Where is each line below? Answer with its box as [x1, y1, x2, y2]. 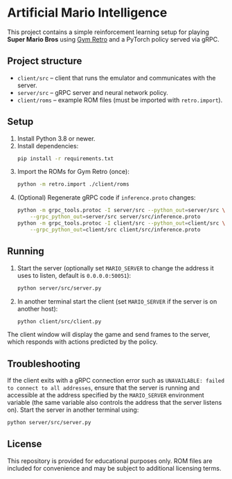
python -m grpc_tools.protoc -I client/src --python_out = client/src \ [17, 220, 226, 227]
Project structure [7, 55, 82, 67]
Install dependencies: [17, 141, 79, 150]
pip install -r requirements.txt [17, 155, 114, 162]
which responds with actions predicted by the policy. [7, 338, 158, 346]
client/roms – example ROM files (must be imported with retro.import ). [17, 96, 223, 104]
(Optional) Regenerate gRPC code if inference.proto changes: [17, 193, 196, 202]
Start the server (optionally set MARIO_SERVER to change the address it [17, 263, 214, 272]
